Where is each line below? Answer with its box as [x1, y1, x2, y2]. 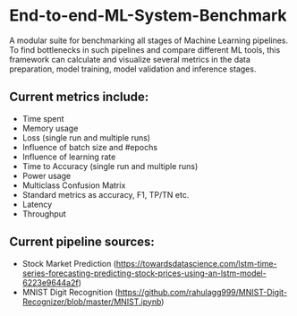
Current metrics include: [9, 90, 149, 105]
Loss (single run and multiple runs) [21, 132, 150, 143]
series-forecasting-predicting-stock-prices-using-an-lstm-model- [21, 268, 267, 278]
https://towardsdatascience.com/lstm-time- [115, 258, 277, 269]
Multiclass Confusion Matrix [21, 180, 126, 191]
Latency [21, 199, 53, 209]
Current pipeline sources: [9, 235, 155, 250]
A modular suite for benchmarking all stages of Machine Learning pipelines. [9, 35, 289, 46]
